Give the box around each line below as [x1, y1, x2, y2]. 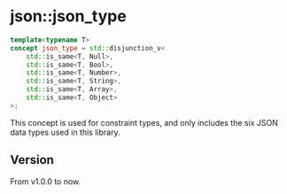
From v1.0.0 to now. [10, 175, 81, 187]
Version [10, 152, 54, 167]
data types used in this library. [10, 127, 120, 137]
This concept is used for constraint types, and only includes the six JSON [10, 117, 278, 128]
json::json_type [10, 6, 127, 27]
